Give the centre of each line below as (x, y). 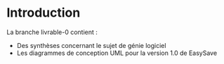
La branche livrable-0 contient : (52, 32)
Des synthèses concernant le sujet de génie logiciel (91, 45)
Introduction (44, 13)
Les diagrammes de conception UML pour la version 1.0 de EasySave (117, 53)
